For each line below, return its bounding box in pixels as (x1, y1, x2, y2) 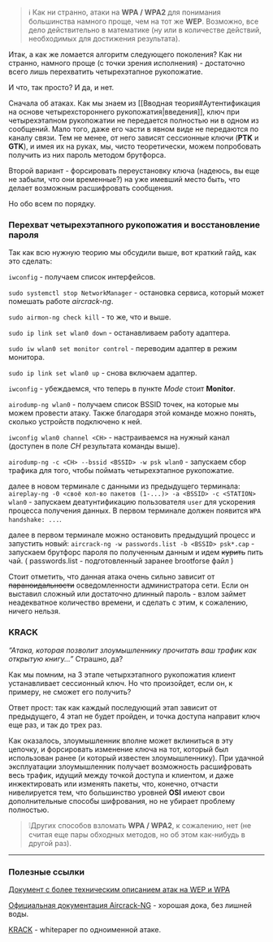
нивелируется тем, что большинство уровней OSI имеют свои (8, 788, 225, 797)
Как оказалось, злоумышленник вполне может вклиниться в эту (8, 736, 234, 745)
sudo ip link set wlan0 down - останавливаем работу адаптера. (8, 328, 231, 338)
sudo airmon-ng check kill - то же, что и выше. (8, 312, 171, 322)
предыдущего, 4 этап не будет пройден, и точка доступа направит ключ (8, 711, 261, 721)
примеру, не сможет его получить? (8, 687, 132, 697)
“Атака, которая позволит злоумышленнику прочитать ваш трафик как (8, 645, 258, 655)
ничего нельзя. (8, 606, 61, 616)
